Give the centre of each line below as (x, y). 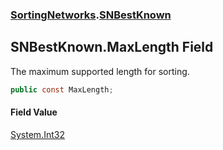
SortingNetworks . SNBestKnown (91, 15)
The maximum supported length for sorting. (100, 71)
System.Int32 (37, 134)
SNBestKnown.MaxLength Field (112, 47)
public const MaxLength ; (62, 89)
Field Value (34, 112)
